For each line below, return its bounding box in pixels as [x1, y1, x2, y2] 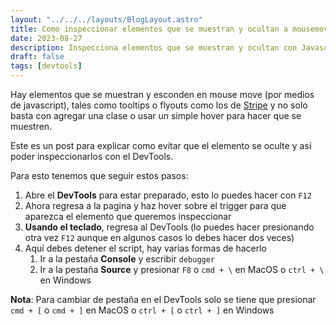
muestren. [10, 121, 53, 132]
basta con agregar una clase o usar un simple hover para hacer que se [10, 110, 302, 121]
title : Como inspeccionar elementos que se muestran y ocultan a [10, 24, 288, 34]
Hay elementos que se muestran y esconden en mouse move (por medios [10, 89, 315, 100]
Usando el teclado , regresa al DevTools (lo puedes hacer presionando [24, 221, 315, 233]
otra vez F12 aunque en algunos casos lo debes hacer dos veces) [24, 232, 295, 243]
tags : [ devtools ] [10, 61, 83, 71]
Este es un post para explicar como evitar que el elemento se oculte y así [10, 140, 312, 151]
